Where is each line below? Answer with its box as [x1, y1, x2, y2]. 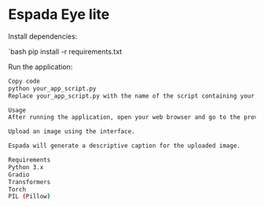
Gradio [8, 171, 30, 179]
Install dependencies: [8, 31, 78, 41]
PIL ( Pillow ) [8, 193, 51, 201]
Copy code [8, 77, 41, 85]
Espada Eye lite [8, 6, 110, 24]
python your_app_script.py [8, 84, 97, 92]
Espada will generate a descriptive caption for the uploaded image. [8, 142, 241, 150]
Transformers [8, 178, 51, 186]
